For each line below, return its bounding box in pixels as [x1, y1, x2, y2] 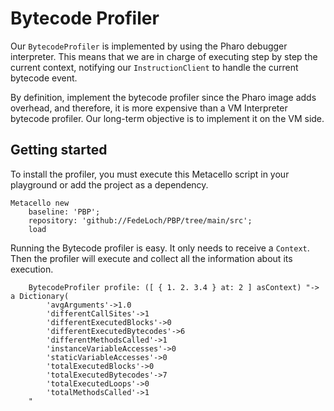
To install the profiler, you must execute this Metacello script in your [10, 168, 290, 180]
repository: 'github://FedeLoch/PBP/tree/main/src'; [28, 215, 253, 226]
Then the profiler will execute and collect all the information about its [10, 252, 293, 264]
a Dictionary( [10, 291, 70, 301]
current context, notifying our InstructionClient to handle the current [10, 61, 299, 73]
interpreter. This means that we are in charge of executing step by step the [10, 50, 318, 62]
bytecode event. [10, 72, 78, 84]
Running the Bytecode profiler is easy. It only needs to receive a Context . [10, 242, 310, 254]
